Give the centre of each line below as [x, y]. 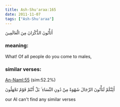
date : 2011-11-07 [23, 14]
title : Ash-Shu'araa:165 [31, 10]
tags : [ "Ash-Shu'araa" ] [30, 19]
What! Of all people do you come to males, [48, 56]
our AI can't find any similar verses [40, 99]
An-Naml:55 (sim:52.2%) [30, 80]
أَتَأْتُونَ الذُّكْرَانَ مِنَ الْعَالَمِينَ [29, 33]
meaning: [17, 46]
